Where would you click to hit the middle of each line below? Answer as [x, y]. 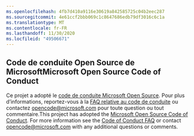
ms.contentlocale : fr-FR [37, 28]
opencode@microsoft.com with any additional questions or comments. [92, 127]
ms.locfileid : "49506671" [38, 39]
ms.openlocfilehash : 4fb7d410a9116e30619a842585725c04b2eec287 [86, 11]
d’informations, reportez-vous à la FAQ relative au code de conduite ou [92, 101]
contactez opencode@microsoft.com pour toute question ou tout [85, 108]
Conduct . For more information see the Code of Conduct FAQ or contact [94, 120]
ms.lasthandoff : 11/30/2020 [41, 34]
